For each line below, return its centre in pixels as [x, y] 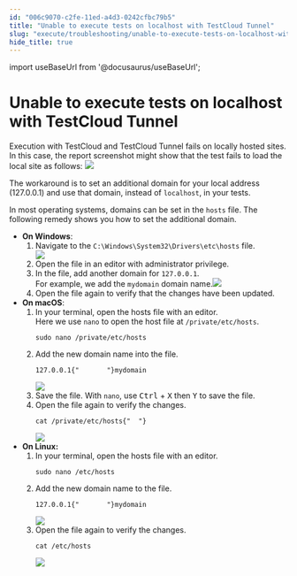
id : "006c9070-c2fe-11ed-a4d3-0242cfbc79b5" [92, 17]
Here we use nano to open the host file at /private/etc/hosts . [147, 322]
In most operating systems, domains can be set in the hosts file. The [133, 210]
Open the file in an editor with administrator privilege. [132, 264]
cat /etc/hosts [63, 546]
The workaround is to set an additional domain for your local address [135, 183]
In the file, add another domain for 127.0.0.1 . [117, 273]
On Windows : [47, 236]
